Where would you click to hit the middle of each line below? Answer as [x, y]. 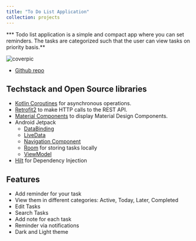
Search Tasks [32, 213]
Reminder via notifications [47, 225]
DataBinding [39, 129]
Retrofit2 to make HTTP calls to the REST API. [71, 110]
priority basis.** [26, 47]
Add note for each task [43, 219]
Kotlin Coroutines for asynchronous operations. [73, 103]
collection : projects [33, 17]
